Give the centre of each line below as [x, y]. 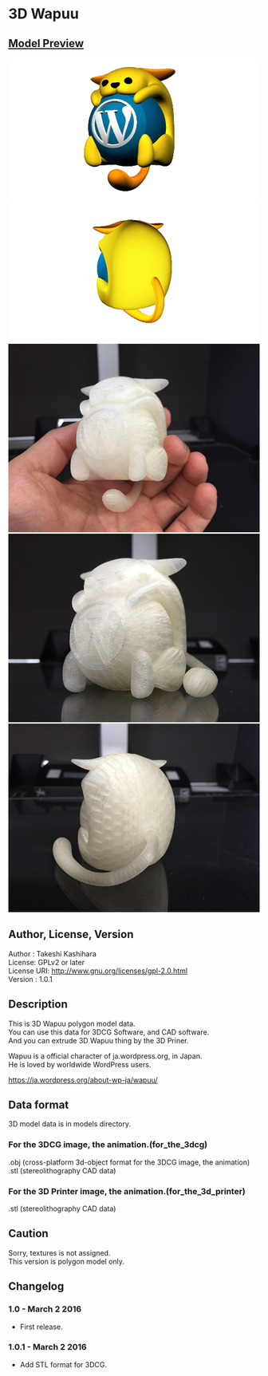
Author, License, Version [71, 934]
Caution [29, 1234]
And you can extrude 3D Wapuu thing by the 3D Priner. [99, 1040]
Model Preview [46, 43]
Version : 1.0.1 [31, 979]
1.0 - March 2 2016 [45, 1309]
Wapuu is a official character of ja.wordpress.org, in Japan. [105, 1056]
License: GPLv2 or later [47, 962]
